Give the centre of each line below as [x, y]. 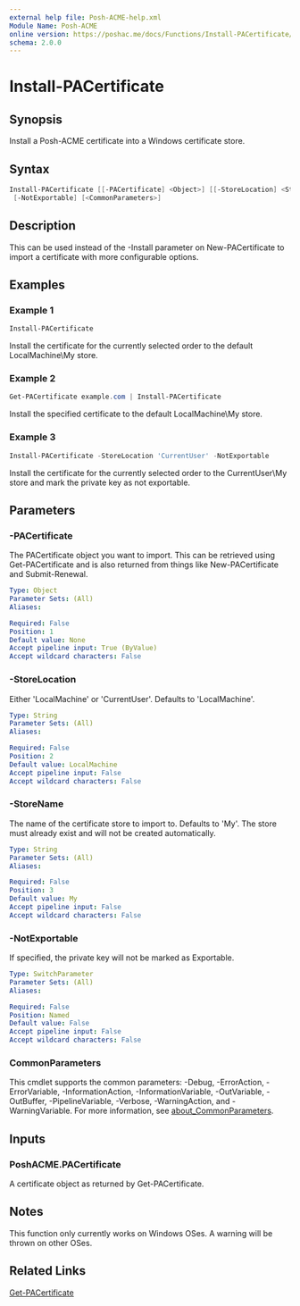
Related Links [48, 1271]
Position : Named [39, 1015]
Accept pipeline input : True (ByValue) [83, 649]
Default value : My [43, 899]
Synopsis [36, 119]
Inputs [28, 1139]
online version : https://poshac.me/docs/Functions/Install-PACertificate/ [151, 34]
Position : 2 [31, 757]
